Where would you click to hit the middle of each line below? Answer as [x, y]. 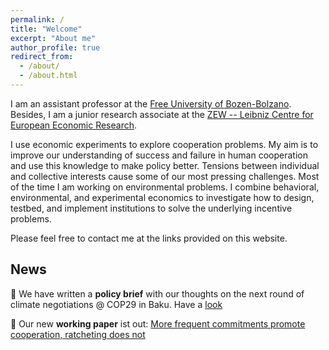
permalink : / [37, 19]
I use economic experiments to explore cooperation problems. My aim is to [164, 144]
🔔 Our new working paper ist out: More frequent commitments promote [158, 323]
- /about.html [48, 76]
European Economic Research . [74, 125]
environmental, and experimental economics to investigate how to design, [162, 197]
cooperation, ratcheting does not [78, 334]
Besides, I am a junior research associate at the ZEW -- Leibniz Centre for [162, 114]
